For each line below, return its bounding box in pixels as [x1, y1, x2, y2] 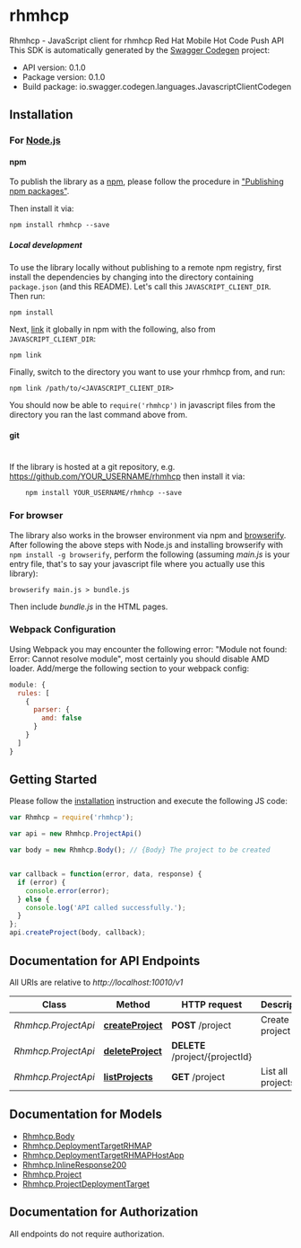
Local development [9, 240, 83, 251]
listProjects [103, 1070, 154, 1083]
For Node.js [9, 134, 61, 146]
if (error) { [17, 878, 66, 887]
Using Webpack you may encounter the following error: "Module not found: [9, 643, 288, 654]
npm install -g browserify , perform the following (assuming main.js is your [9, 549, 290, 560]
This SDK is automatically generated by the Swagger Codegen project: [9, 44, 271, 55]
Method [116, 998, 150, 1011]
